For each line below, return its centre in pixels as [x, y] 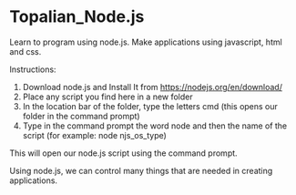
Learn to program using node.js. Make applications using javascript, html [146, 42]
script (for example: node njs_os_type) [94, 135]
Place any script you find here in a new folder [107, 97]
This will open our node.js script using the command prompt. [124, 153]
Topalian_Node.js [77, 17]
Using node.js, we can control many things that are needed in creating [141, 170]
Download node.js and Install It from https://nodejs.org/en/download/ [152, 87]
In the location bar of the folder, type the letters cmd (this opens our [150, 106]
